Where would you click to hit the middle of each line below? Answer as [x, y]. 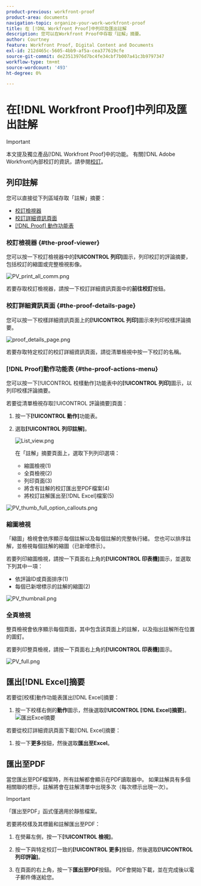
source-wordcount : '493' [37, 67]
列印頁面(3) [38, 481]
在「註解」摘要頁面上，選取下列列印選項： [67, 453]
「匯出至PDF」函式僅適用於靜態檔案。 [53, 811]
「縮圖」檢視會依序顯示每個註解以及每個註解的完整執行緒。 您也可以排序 [96, 539]
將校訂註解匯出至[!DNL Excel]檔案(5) [69, 496]
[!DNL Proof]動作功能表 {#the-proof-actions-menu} [82, 369]
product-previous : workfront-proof [51, 12]
